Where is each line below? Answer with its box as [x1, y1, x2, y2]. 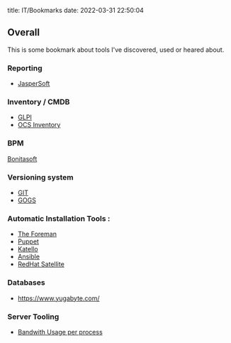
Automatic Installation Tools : [7, 213, 111, 223]
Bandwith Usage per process [17, 327, 103, 336]
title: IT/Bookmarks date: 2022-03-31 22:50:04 [7, 6, 144, 14]
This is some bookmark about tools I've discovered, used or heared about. [7, 45, 225, 54]
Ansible [17, 252, 40, 261]
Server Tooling [7, 312, 60, 322]
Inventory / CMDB [7, 97, 70, 107]
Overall [7, 26, 40, 38]
